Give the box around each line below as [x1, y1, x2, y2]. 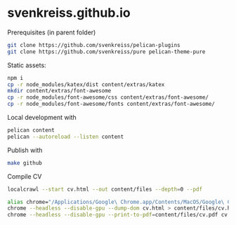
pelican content [7, 127, 55, 134]
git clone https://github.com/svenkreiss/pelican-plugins [7, 41, 181, 48]
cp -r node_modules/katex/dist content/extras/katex [7, 81, 165, 88]
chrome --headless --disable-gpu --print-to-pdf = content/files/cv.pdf [7, 212, 218, 219]
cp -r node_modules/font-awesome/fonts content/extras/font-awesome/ [7, 100, 216, 108]
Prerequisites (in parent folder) [7, 28, 96, 36]
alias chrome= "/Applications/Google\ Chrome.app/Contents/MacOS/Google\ [7, 198, 225, 205]
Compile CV [7, 172, 42, 180]
